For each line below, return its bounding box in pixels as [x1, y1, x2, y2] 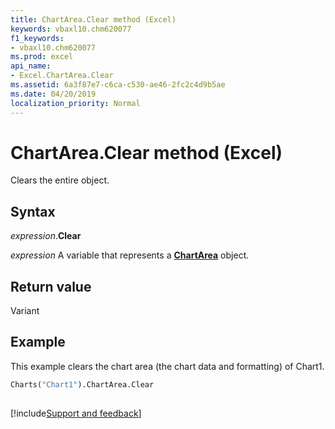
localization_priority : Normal [10, 98, 141, 108]
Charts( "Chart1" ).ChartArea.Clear [10, 379, 155, 390]
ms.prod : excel [10, 52, 74, 62]
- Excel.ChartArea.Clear [10, 71, 114, 81]
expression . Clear [10, 230, 82, 242]
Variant [10, 305, 40, 317]
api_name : [10, 61, 52, 71]
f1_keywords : [10, 33, 65, 43]
